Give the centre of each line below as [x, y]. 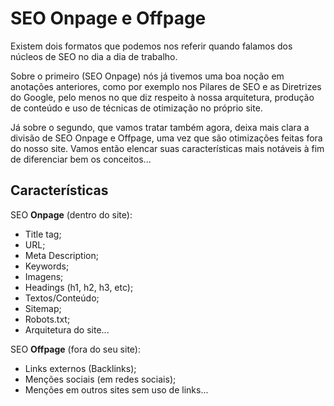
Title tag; [43, 234]
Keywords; [47, 266]
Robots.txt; [47, 319]
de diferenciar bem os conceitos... [81, 159]
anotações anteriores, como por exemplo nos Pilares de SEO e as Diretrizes [166, 86]
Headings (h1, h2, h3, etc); [79, 287]
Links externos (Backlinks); [80, 368]
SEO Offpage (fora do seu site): [75, 349]
